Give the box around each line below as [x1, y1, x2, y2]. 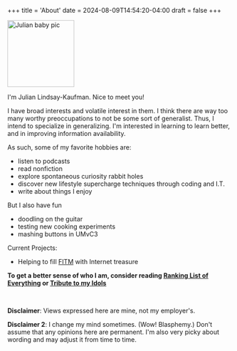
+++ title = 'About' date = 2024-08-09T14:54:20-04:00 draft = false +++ [7, 6, 222, 14]
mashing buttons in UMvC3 [17, 230, 98, 238]
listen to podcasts [17, 157, 70, 165]
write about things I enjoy [17, 187, 93, 195]
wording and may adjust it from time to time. [7, 335, 137, 344]
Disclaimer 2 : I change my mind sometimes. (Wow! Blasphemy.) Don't [7, 320, 213, 328]
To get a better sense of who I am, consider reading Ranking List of [7, 271, 209, 280]
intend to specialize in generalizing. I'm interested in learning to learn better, [7, 122, 230, 130]
